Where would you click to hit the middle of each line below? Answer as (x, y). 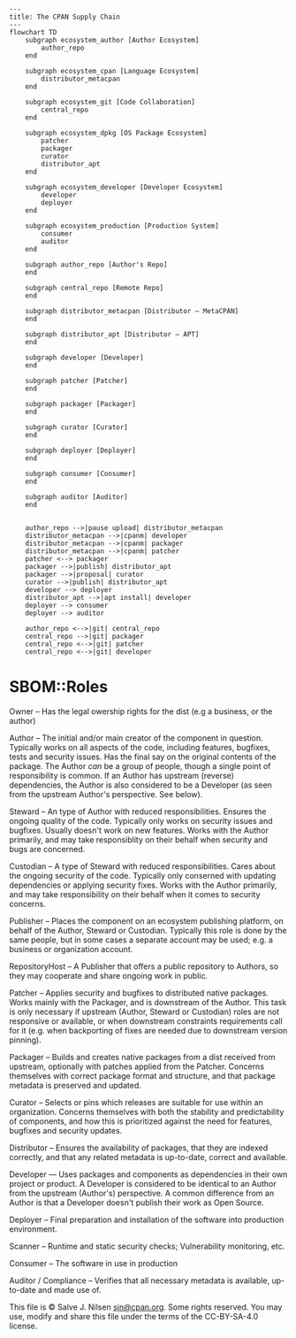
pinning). (25, 1040)
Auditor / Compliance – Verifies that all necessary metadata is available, (140, 1280)
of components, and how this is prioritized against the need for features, (140, 1121)
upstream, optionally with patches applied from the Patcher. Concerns (137, 1066)
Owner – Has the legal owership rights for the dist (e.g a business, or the (141, 711)
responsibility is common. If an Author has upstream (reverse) (121, 775)
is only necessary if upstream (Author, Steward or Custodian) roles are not (144, 1011)
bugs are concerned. (47, 849)
